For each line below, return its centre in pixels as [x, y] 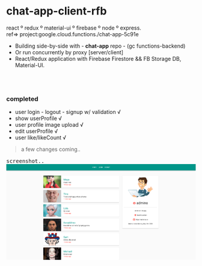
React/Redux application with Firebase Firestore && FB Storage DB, [98, 59]
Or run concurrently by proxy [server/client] [69, 52]
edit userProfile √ [36, 131]
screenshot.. [26, 161]
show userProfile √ [38, 118]
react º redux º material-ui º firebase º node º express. [74, 28]
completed [22, 99]
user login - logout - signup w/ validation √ [68, 112]
